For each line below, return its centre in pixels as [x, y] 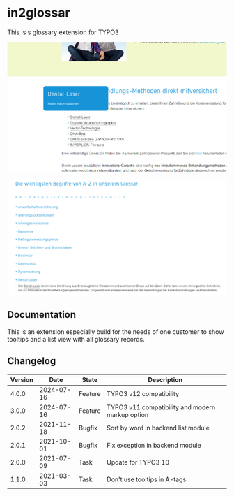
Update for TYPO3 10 [138, 462]
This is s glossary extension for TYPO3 [63, 32]
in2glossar [39, 13]
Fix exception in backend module [154, 445]
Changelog [32, 361]
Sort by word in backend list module [158, 428]
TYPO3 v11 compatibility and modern [161, 407]
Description [165, 380]
